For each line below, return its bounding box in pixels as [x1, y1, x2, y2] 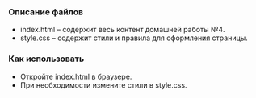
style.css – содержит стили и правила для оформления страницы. [19, 33, 248, 43]
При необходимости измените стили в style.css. [19, 80, 187, 90]
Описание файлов [8, 6, 83, 18]
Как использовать [8, 53, 85, 64]
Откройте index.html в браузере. [19, 71, 132, 81]
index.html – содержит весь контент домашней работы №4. [19, 25, 225, 35]
